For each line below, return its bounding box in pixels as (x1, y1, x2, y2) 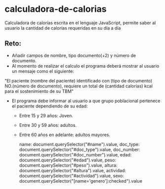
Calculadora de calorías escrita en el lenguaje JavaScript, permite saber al (4, 20, 156, 26)
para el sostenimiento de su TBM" (4, 88, 74, 94)
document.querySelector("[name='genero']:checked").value (19, 178, 143, 184)
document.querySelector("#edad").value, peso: (19, 157, 117, 163)
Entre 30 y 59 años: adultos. (19, 122, 77, 128)
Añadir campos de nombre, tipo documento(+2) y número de (11, 52, 136, 58)
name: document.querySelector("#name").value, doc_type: (19, 141, 140, 147)
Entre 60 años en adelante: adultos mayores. (19, 132, 111, 138)
